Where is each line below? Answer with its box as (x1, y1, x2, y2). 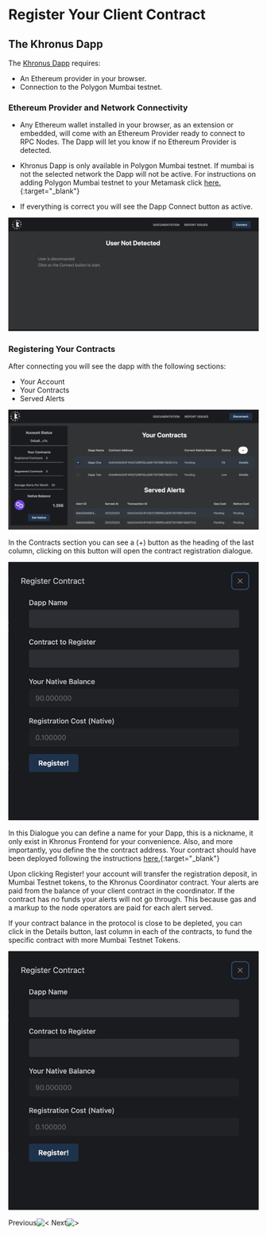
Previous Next (8, 1217, 68, 1227)
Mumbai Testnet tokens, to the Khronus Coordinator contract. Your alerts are (8, 877, 260, 887)
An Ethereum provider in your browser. (19, 74, 147, 83)
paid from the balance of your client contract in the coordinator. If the (8, 886, 235, 896)
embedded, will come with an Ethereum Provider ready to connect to (19, 129, 246, 139)
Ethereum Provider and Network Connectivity (8, 102, 188, 113)
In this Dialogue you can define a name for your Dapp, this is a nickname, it (8, 828, 253, 838)
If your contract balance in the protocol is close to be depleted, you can (8, 918, 242, 928)
